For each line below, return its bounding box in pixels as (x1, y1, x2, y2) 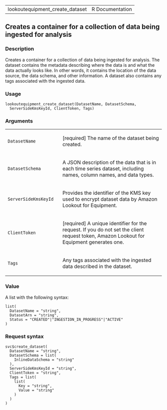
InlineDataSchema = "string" (14, 357, 75, 362)
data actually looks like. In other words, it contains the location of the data (5, 67, 157, 73)
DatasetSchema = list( (9, 353, 57, 358)
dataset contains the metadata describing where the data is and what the (5, 62, 155, 68)
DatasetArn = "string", (9, 312, 59, 318)
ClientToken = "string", (9, 370, 61, 375)
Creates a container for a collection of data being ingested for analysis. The (5, 57, 160, 63)
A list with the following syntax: (5, 294, 69, 300)
